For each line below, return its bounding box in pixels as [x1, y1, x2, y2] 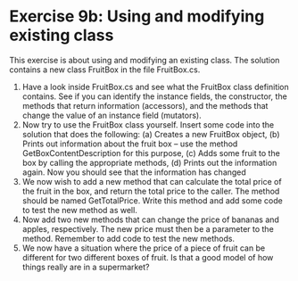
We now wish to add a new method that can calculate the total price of [21, 176, 283, 186]
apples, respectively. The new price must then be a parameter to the [21, 223, 274, 234]
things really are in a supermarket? [21, 261, 150, 272]
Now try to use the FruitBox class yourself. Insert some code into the [21, 119, 275, 130]
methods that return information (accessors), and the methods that [21, 100, 269, 111]
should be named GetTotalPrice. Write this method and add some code [21, 194, 283, 206]
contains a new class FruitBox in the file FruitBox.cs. [9, 64, 201, 75]
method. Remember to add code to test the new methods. [21, 233, 235, 244]
